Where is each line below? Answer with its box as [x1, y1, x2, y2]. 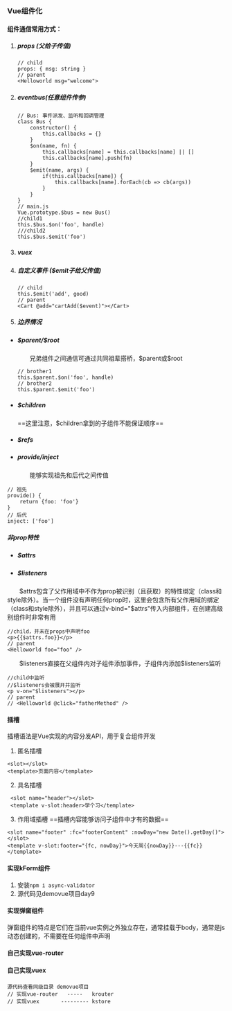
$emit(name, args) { [30, 167, 89, 174]
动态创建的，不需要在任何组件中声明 [7, 931, 111, 940]
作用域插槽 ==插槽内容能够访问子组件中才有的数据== [17, 815, 169, 823]
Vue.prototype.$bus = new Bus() [17, 209, 111, 216]
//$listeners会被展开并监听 [7, 682, 81, 689]
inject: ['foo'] [7, 518, 54, 525]
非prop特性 [7, 533, 39, 542]
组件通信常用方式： [7, 24, 62, 33]
